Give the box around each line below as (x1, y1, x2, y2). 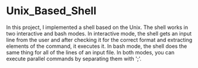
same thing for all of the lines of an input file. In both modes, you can (6, 48, 175, 56)
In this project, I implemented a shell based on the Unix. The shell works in (6, 24, 188, 31)
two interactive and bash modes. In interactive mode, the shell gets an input (6, 30, 192, 37)
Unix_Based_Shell (6, 4, 97, 18)
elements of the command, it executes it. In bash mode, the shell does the (6, 43, 187, 50)
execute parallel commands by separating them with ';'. (6, 55, 142, 62)
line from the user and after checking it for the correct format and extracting (6, 36, 193, 43)
